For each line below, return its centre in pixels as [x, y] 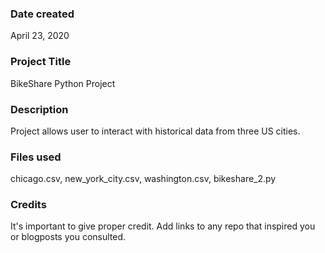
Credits [28, 205]
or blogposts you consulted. [68, 237]
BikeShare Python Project [63, 83]
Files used [36, 157]
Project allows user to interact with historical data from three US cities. [155, 131]
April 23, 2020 [40, 36]
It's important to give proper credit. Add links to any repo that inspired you [163, 226]
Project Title [41, 62]
